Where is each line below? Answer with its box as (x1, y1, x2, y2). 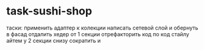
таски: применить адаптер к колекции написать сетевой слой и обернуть (6, 24, 199, 31)
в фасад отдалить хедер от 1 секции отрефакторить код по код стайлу (6, 30, 190, 37)
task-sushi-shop (6, 4, 93, 18)
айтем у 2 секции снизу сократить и (6, 37, 101, 44)
